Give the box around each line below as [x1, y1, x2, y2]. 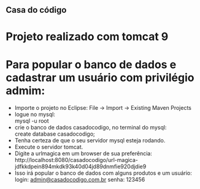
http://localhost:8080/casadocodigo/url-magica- [14, 156, 139, 163]
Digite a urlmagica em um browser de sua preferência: [14, 150, 153, 157]
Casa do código [6, 5, 67, 15]
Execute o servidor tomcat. [14, 143, 83, 150]
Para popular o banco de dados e [6, 58, 177, 71]
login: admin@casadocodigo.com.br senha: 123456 [14, 175, 145, 183]
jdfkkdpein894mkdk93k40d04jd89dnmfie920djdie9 [14, 163, 147, 170]
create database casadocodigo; [14, 130, 96, 137]
